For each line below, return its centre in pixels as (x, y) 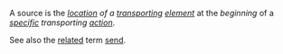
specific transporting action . (62, 22)
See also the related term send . (68, 40)
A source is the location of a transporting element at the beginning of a (141, 13)
